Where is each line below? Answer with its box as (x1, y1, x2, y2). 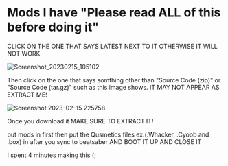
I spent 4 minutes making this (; (7, 151, 96, 159)
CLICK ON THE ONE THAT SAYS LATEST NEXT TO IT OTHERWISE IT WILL (7, 42, 218, 50)
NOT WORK (7, 49, 41, 58)
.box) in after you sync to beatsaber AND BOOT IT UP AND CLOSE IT (7, 137, 202, 145)
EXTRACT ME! (7, 91, 47, 99)
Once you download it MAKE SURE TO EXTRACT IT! (7, 117, 154, 125)
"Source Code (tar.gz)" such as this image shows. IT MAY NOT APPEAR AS (7, 83, 220, 91)
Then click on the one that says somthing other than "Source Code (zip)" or (7, 75, 221, 84)
